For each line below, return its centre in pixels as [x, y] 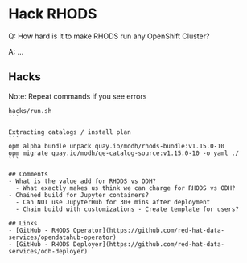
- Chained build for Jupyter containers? [79, 195]
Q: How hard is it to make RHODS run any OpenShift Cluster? [109, 36]
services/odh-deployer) [48, 251]
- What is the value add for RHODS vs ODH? [82, 181]
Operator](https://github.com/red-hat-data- [149, 230]
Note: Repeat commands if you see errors [78, 96]
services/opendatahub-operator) [62, 237]
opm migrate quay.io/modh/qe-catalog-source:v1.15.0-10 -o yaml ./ [124, 153]
